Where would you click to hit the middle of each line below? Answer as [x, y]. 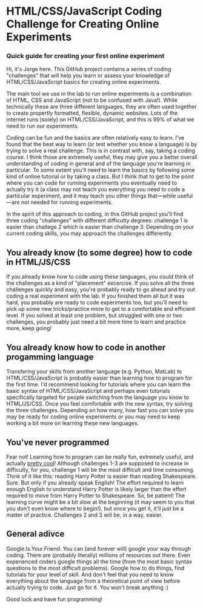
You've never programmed [58, 442]
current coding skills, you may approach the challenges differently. [89, 233]
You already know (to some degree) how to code [99, 252]
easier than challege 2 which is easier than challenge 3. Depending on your [100, 227]
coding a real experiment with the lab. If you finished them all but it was [95, 296]
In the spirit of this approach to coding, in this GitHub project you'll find [95, 214]
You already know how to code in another [86, 347]
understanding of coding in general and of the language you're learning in [98, 164]
